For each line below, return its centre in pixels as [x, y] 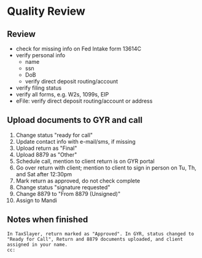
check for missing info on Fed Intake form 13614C [79, 49]
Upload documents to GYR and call [75, 120]
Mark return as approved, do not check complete [78, 181]
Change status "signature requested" [63, 187]
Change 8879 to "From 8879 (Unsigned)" [68, 193]
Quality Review [46, 11]
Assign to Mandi [36, 200]
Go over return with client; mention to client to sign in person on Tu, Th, [106, 168]
